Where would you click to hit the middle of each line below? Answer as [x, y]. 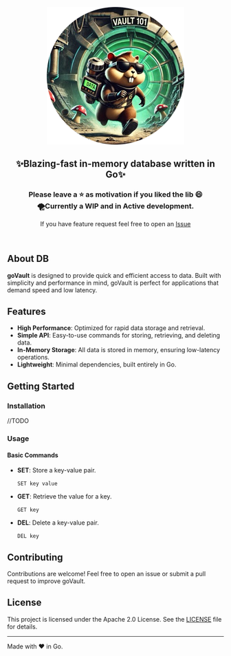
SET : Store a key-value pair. [56, 470]
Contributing [35, 557]
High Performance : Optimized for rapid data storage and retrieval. [111, 328]
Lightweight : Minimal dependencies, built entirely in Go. [97, 364]
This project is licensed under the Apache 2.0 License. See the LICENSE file [114, 619]
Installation [26, 406]
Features [26, 311]
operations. [33, 358]
